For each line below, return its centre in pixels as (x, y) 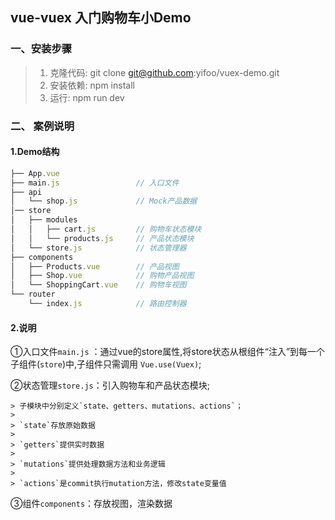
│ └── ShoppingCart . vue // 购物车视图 (98, 285)
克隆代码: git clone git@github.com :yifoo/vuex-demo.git (164, 72)
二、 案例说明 (42, 126)
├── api (26, 192)
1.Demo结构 (35, 152)
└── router (33, 294)
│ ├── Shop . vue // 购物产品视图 (102, 276)
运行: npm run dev (87, 97)
